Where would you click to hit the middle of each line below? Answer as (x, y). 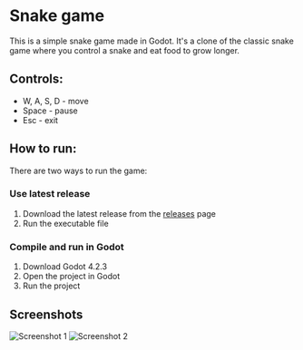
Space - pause (50, 111)
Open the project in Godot (71, 277)
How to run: (43, 149)
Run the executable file (65, 223)
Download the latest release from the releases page (119, 213)
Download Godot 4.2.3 (64, 267)
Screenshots (46, 314)
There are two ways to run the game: (78, 170)
